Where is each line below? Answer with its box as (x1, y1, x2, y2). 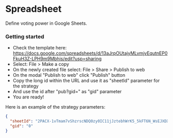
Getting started (5, 33, 45, 40)
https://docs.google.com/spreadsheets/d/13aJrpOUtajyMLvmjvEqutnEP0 (12, 50, 168, 57)
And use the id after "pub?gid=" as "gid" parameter (12, 89, 122, 95)
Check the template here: (12, 45, 67, 51)
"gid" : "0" (10, 123, 33, 129)
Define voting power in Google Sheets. (5, 20, 88, 26)
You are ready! (12, 94, 44, 100)
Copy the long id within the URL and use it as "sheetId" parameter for (12, 78, 160, 84)
